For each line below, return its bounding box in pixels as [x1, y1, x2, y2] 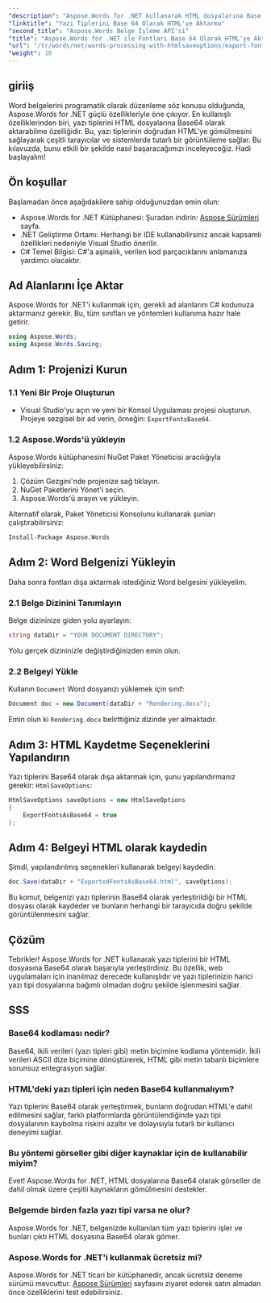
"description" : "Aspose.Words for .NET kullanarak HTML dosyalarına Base [8, 11, 262, 20]
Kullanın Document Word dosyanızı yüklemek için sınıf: [8, 684, 185, 694]
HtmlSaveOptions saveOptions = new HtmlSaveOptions [8, 796, 186, 804]
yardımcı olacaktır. [19, 255, 81, 265]
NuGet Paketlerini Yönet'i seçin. [19, 485, 126, 495]
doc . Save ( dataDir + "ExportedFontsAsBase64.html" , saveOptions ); [8, 878, 232, 886]
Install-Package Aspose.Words [8, 533, 110, 541]
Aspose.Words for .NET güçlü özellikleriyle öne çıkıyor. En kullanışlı [8, 109, 231, 119]
